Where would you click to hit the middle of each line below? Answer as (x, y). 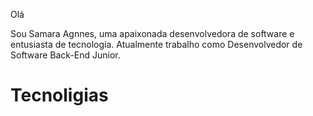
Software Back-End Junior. (65, 55)
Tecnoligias (59, 95)
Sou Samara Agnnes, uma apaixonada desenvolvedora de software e (152, 33)
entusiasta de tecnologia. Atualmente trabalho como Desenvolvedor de (156, 44)
